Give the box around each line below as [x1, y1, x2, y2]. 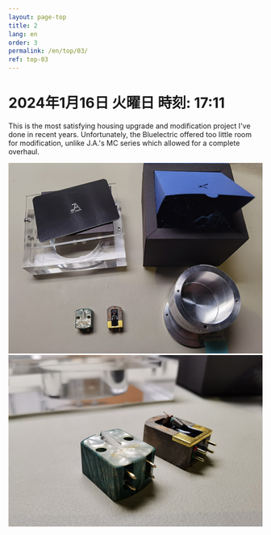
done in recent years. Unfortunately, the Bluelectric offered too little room [8, 129, 252, 139]
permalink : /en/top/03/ [8, 47, 89, 56]
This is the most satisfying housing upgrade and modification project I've [8, 121, 252, 131]
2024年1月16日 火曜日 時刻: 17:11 [8, 94, 226, 112]
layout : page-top [8, 13, 67, 21]
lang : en [8, 30, 38, 38]
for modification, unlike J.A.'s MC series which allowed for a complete [8, 138, 240, 148]
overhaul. [8, 146, 40, 157]
